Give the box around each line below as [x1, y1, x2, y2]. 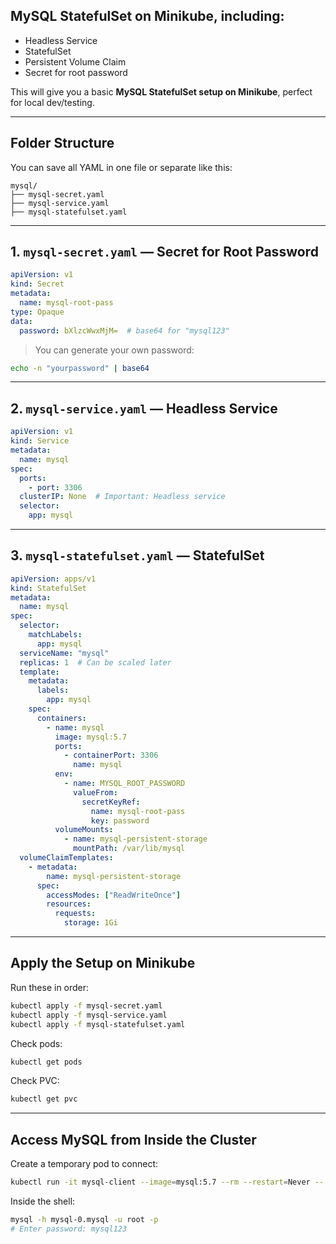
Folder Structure [10, 135, 115, 152]
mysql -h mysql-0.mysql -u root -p [10, 1214, 159, 1224]
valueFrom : [73, 787, 118, 798]
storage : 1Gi [63, 918, 118, 928]
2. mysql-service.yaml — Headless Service [10, 400, 278, 417]
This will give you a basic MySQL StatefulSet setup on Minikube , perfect [10, 85, 313, 98]
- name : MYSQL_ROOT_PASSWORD [63, 779, 186, 789]
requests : [54, 909, 97, 919]
